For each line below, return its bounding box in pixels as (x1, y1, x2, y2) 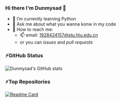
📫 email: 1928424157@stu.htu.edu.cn (19, 32, 98, 38)
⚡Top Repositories (5, 78, 51, 85)
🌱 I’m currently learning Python (12, 16, 76, 22)
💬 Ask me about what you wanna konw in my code (12, 21, 116, 27)
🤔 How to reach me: (12, 26, 53, 32)
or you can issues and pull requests (19, 39, 93, 45)
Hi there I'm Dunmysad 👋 (5, 4, 66, 11)
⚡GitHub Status (5, 52, 43, 59)
